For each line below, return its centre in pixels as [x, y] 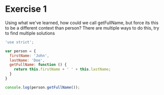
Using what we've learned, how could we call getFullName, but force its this [82, 23]
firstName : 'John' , [29, 56]
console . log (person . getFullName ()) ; [42, 87]
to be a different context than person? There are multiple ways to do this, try [82, 28]
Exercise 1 [26, 9]
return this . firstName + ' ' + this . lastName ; [62, 69]
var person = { [21, 51]
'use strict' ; [20, 42]
